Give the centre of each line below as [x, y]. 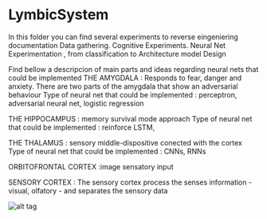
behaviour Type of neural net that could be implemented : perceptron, [123, 94]
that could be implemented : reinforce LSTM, [82, 127]
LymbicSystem [59, 15]
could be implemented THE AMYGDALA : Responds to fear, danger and [125, 78]
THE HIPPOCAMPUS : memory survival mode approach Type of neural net [130, 118]
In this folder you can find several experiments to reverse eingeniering [124, 37]
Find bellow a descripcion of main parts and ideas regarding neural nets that [133, 69]
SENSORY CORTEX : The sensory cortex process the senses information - [130, 182]
